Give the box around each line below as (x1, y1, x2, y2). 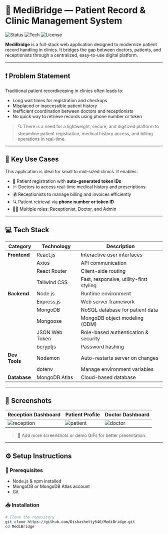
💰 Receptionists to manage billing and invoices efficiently (12, 191, 131, 197)
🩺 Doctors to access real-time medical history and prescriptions (12, 184, 146, 190)
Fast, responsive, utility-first (80, 276, 147, 283)
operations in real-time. (17, 136, 66, 142)
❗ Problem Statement (5, 72, 71, 81)
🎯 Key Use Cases (5, 155, 59, 164)
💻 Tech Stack (5, 225, 49, 234)
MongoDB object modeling (80, 315, 144, 322)
